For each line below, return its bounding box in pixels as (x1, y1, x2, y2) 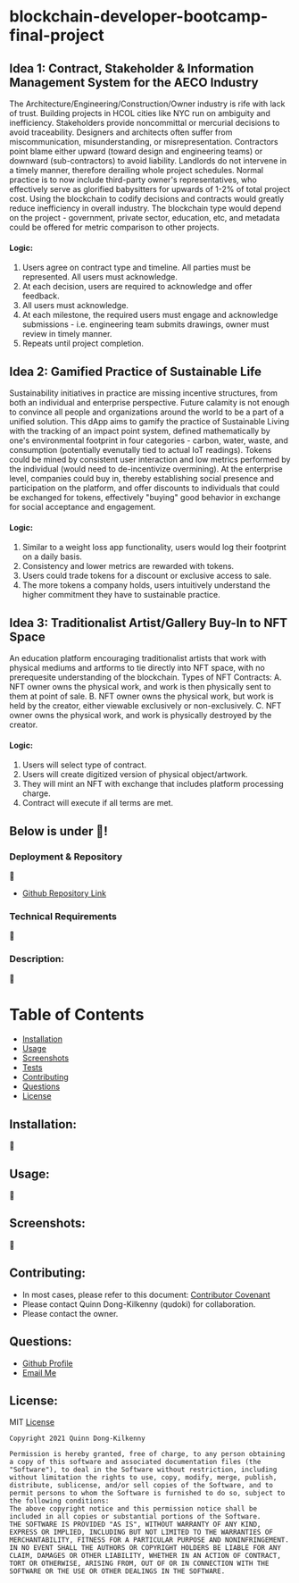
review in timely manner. (21, 329, 112, 339)
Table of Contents (9, 1004, 145, 1025)
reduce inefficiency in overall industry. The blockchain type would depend (9, 203, 282, 214)
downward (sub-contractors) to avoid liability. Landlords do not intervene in (9, 155, 287, 166)
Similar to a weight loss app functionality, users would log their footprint (21, 542, 287, 553)
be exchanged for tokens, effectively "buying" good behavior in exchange (9, 492, 281, 503)
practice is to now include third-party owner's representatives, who (9, 174, 257, 185)
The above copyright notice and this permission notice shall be (9, 1504, 257, 1513)
